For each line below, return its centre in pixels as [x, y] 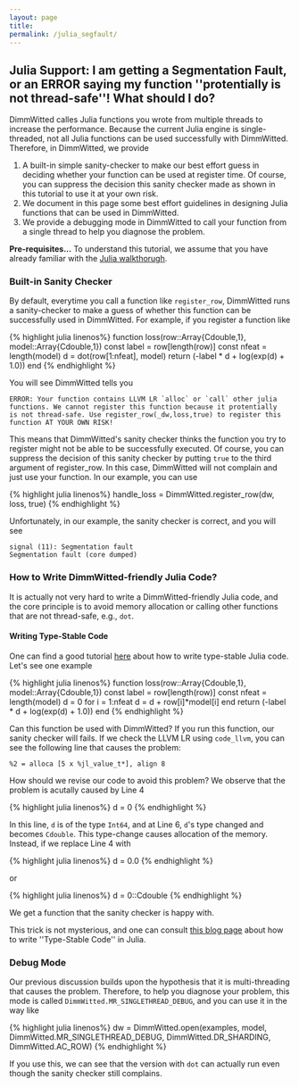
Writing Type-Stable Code [59, 636]
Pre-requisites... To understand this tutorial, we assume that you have [139, 249]
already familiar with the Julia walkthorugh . [88, 259]
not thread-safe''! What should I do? [112, 98]
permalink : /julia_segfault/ [63, 34]
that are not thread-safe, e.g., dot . [71, 616]
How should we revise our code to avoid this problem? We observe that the [147, 780]
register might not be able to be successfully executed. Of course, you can [146, 449]
